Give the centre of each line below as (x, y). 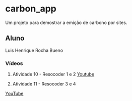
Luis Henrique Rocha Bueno (34, 50)
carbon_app (31, 9)
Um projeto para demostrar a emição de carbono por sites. (66, 22)
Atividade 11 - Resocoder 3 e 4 (44, 84)
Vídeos (14, 63)
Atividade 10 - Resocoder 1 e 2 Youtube (53, 74)
